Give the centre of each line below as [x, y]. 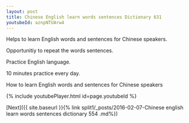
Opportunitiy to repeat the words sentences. [60, 51]
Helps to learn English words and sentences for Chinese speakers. [87, 39]
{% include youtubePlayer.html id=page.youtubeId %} [72, 96]
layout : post [22, 11]
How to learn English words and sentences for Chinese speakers [84, 85]
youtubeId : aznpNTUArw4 [35, 22]
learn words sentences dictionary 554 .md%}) [62, 114]
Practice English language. [38, 62]
